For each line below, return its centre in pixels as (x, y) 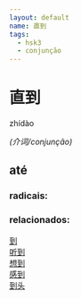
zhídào (22, 124)
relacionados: (40, 220)
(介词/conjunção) (41, 142)
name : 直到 (28, 26)
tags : (19, 34)
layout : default (39, 17)
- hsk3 (29, 43)
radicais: (29, 196)
